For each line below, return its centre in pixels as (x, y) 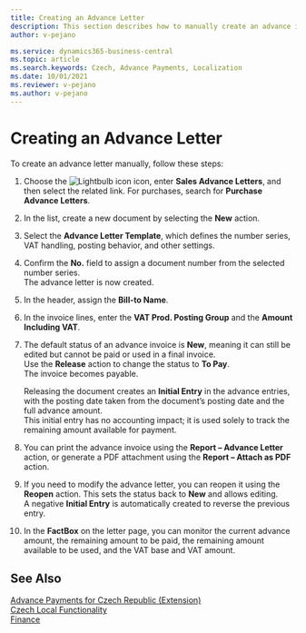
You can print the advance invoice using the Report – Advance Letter (153, 447)
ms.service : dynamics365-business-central (92, 51)
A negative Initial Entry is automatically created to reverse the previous (156, 503)
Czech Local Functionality (59, 610)
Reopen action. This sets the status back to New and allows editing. (151, 494)
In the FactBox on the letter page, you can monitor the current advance (157, 530)
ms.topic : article (45, 60)
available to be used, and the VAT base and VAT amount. (129, 549)
